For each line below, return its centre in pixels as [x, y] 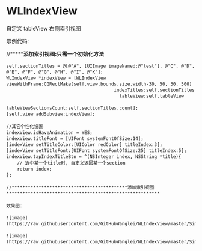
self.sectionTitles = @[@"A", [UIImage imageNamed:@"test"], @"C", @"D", [101, 66]
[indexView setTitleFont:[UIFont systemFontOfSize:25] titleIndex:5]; [96, 150]
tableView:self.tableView [152, 96]
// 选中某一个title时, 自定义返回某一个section [71, 163]
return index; [35, 169]
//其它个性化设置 [25, 126]
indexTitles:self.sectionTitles [155, 90]
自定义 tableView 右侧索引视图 [44, 28]
